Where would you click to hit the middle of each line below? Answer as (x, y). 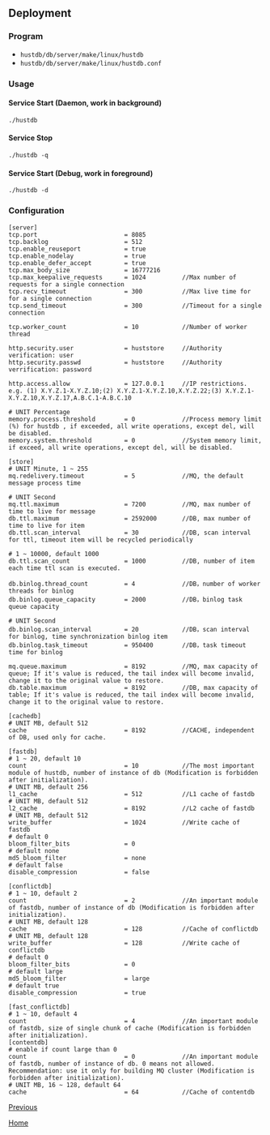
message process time (45, 483)
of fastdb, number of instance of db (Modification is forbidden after (131, 907)
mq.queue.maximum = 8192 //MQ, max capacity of (133, 666)
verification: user (41, 355)
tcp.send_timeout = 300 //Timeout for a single (135, 306)
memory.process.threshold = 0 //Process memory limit (135, 419)
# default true (34, 985)
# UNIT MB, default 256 (49, 787)
